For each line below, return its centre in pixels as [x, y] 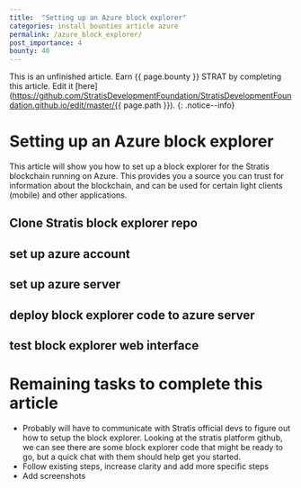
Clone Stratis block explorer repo [103, 223]
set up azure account [70, 254]
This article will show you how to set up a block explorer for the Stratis [139, 166]
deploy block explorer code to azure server [132, 315]
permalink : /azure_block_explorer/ [76, 34]
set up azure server [65, 284]
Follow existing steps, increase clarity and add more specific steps [146, 466]
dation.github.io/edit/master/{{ [66, 105]
